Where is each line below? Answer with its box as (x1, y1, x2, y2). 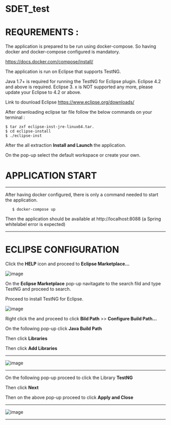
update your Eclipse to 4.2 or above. (5, 89, 81, 95)
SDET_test (5, 3, 50, 15)
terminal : (5, 114, 25, 120)
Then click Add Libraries (5, 345, 58, 351)
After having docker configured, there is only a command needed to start (5, 192, 159, 198)
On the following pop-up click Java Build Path (5, 326, 102, 332)
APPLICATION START (5, 170, 97, 182)
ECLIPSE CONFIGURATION (5, 244, 120, 256)
